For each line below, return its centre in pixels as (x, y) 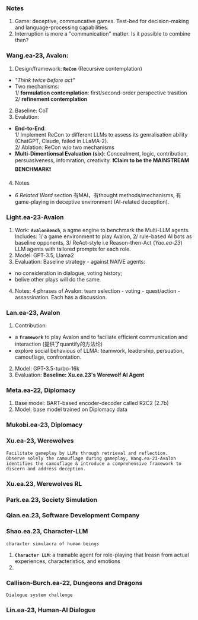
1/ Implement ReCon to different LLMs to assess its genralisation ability (101, 134)
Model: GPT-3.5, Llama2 (44, 255)
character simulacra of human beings (53, 544)
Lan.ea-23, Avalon (33, 312)
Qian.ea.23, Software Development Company (73, 515)
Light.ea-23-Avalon (35, 217)
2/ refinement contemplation (51, 99)
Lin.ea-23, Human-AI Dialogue (51, 610)
